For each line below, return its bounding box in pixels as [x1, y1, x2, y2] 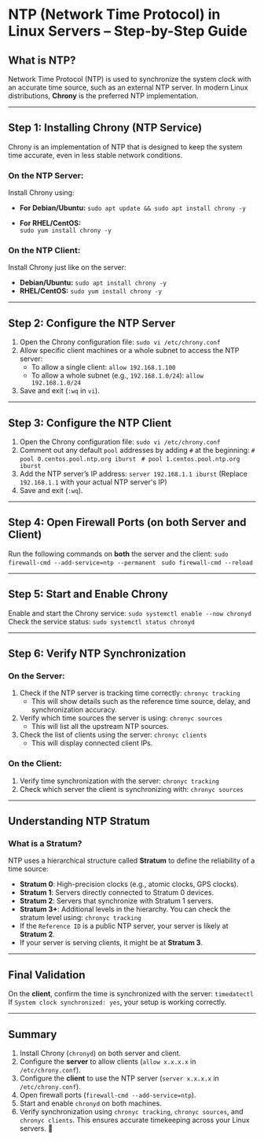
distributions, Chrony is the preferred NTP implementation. [8, 91, 199, 100]
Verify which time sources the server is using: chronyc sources [19, 713, 222, 723]
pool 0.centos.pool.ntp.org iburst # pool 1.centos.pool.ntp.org [19, 455, 240, 463]
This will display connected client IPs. [31, 738, 153, 748]
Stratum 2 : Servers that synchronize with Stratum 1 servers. [19, 896, 214, 906]
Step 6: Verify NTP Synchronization [8, 647, 186, 661]
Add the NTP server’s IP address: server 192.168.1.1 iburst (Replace [19, 469, 247, 479]
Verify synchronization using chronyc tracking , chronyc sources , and [19, 1106, 244, 1116]
